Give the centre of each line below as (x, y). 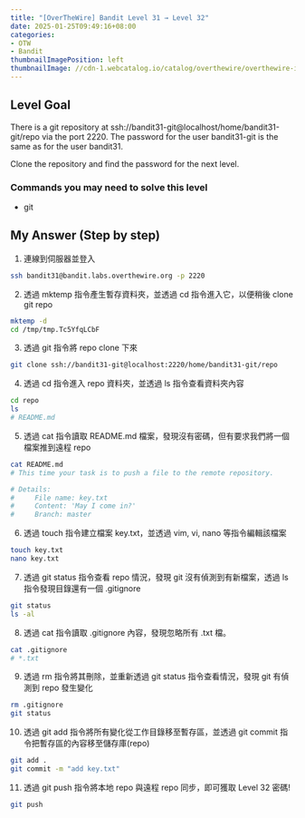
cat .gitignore (39, 649)
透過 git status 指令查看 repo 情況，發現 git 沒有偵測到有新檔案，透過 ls (156, 577)
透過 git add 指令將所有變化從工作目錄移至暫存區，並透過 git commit (151, 732)
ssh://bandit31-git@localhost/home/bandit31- (195, 127)
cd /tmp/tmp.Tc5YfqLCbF (55, 329)
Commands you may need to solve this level (109, 187)
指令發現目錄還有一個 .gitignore (82, 588)
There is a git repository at (60, 127)
